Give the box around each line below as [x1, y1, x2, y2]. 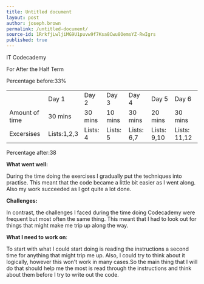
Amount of [9, 109, 39, 117]
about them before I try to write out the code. [6, 271, 120, 278]
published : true [6, 37, 47, 43]
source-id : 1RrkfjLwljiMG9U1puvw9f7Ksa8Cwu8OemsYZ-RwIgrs [6, 32, 156, 38]
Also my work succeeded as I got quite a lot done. [6, 186, 132, 192]
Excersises [9, 130, 41, 138]
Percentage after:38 [6, 149, 56, 156]
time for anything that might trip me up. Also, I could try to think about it [6, 252, 185, 259]
